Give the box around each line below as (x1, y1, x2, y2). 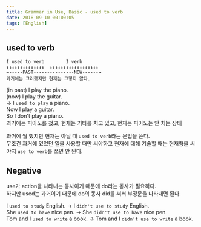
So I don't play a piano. (6, 112, 64, 120)
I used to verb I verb (6, 59, 83, 65)
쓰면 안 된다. (53, 147, 83, 155)
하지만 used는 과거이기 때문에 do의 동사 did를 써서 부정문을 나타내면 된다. (6, 190, 182, 197)
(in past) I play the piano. (6, 86, 68, 94)
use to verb (17, 149, 48, 155)
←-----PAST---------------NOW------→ (6, 69, 102, 76)
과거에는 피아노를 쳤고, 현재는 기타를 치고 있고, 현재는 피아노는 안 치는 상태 (6, 120, 182, 127)
